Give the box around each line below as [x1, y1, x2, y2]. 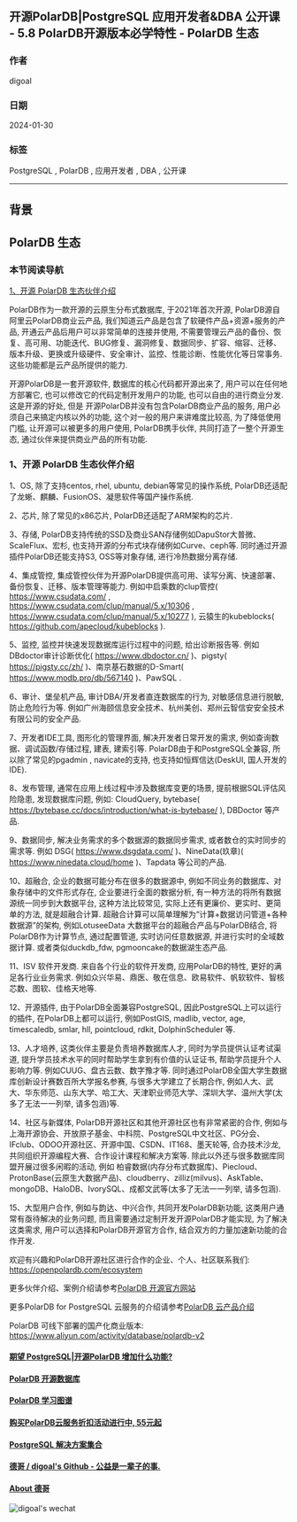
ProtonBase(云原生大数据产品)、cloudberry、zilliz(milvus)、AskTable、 [9, 1172, 269, 1183]
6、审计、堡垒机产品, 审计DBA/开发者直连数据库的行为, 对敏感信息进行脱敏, [9, 691, 285, 702]
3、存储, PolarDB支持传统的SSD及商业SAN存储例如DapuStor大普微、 [9, 529, 262, 540]
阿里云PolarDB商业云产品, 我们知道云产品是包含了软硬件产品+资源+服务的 [9, 315, 278, 326]
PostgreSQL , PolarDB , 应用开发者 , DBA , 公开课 [9, 166, 187, 176]
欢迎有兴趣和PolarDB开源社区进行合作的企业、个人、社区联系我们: [9, 1254, 250, 1265]
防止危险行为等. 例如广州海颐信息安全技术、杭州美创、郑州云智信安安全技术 [9, 702, 285, 712]
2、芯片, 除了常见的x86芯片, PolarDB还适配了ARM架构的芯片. [9, 509, 233, 521]
